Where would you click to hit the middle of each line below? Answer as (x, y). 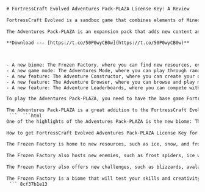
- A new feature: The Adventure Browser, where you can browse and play (101, 82)
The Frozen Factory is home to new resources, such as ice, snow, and (98, 144)
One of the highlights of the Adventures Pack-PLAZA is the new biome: (99, 121)
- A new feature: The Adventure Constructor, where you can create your (101, 76)
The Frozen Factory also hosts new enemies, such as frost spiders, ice (101, 156)
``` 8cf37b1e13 (28, 184)
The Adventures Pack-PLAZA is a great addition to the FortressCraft (97, 110)
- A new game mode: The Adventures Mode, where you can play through (97, 70)
